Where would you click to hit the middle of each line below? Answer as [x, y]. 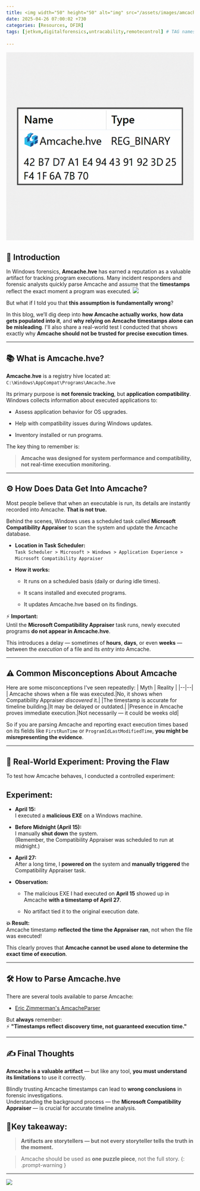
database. [18, 534]
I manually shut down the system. [56, 833]
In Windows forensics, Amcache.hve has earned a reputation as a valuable [99, 271]
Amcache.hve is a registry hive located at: [59, 376]
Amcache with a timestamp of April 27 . [72, 900]
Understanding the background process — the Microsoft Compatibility [94, 1101]
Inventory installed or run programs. [59, 435]
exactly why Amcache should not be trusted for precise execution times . [97, 333]
